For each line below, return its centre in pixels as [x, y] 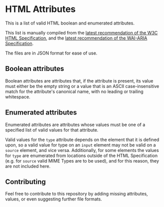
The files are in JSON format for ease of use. [51, 53]
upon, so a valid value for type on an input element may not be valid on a [80, 145]
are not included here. [28, 166]
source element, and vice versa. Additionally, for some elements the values [82, 150]
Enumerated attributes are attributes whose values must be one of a [75, 124]
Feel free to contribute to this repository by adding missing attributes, [77, 194]
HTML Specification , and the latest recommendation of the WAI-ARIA [76, 38]
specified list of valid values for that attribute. [52, 130]
